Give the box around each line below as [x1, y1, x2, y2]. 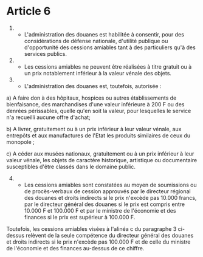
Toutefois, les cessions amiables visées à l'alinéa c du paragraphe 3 [6, 225, 177, 232]
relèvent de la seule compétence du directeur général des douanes [26, 231, 194, 239]
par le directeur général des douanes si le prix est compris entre [24, 200, 185, 208]
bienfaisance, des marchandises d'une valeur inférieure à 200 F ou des [6, 100, 185, 108]
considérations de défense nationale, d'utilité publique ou [24, 37, 168, 44]
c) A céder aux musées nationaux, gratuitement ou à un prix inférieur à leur [6, 150, 194, 157]
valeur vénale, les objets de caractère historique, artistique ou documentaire [6, 156, 198, 163]
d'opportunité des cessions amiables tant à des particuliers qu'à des [24, 44, 196, 51]
